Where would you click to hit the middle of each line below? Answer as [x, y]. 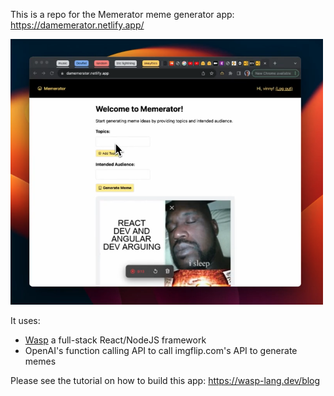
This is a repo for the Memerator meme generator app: [122, 14]
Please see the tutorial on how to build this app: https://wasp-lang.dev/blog [165, 380]
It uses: [25, 320]
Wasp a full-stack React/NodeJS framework [115, 340]
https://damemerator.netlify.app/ [77, 25]
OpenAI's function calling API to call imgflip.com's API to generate [161, 350]
